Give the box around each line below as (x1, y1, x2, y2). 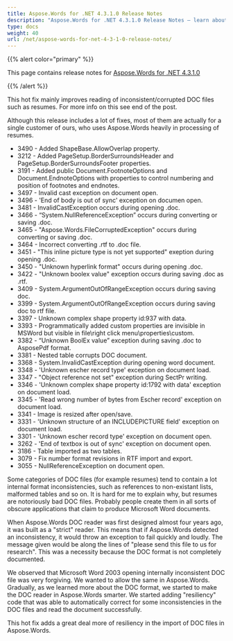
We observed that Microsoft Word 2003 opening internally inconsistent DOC (7, 569, 225, 577)
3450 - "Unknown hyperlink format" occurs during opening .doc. (17, 263, 203, 271)
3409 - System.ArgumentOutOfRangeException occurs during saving (17, 285, 216, 293)
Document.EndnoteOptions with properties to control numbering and (17, 174, 214, 183)
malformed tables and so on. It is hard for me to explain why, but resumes (7, 490, 218, 499)
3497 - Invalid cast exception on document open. (17, 189, 158, 197)
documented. (7, 555, 46, 563)
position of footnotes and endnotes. (17, 181, 120, 190)
